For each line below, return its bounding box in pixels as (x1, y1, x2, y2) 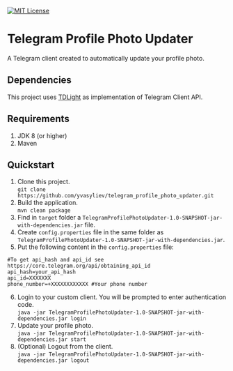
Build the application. (17, 199, 78, 207)
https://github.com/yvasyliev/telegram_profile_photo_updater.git (17, 192, 214, 199)
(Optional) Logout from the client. (17, 342, 113, 351)
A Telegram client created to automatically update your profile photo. (7, 54, 205, 62)
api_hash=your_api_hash (7, 268, 77, 275)
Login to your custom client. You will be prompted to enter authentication (17, 293, 227, 301)
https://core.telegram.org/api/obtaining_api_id (7, 262, 151, 270)
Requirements (7, 113, 70, 125)
